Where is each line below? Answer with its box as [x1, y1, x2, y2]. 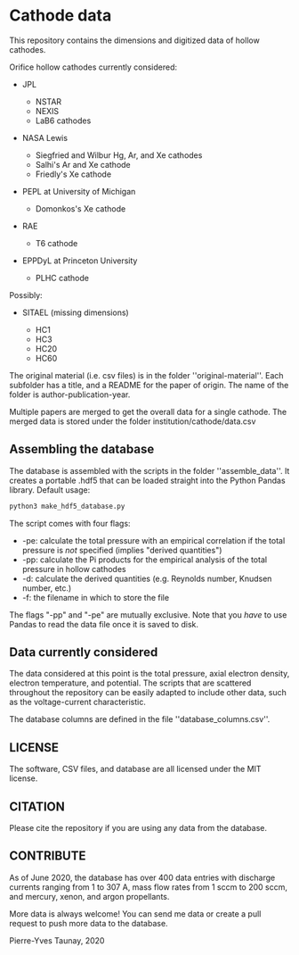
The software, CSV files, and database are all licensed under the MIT [9, 764, 262, 775]
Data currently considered [9, 644, 158, 660]
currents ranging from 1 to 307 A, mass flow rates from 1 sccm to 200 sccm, [9, 881, 287, 893]
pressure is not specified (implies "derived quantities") [21, 544, 222, 555]
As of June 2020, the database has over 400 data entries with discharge [9, 872, 276, 883]
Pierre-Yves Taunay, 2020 [9, 934, 105, 946]
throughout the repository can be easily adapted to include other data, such [9, 687, 287, 698]
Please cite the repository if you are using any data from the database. [9, 823, 268, 834]
